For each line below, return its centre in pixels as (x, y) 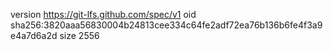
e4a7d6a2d (34, 35)
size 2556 (79, 35)
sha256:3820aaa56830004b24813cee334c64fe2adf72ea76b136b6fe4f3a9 (166, 25)
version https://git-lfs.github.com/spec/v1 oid (103, 14)
